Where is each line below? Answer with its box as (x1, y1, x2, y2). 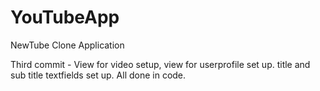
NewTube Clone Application (10, 39, 125, 51)
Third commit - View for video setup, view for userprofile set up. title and (10, 58, 311, 70)
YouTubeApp (10, 6, 120, 29)
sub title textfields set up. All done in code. (10, 69, 187, 81)
